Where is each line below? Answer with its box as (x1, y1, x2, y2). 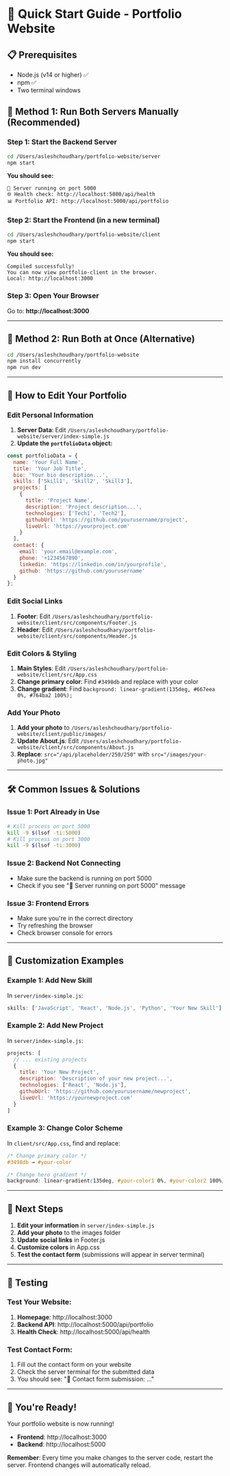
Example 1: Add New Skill (7, 976, 92, 985)
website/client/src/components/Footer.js (16, 619, 137, 626)
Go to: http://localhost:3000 (7, 306, 90, 315)
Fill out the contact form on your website (16, 1361, 132, 1369)
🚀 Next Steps (7, 1203, 64, 1215)
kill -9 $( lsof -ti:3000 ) (7, 842, 81, 849)
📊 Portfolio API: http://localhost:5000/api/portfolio (7, 198, 169, 205)
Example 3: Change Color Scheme (7, 1123, 123, 1133)
